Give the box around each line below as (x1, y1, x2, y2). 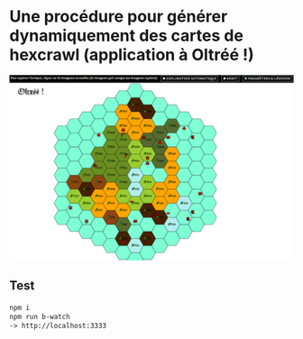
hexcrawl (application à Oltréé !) (9, 45, 254, 65)
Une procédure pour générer (9, 6, 228, 27)
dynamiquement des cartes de (9, 25, 243, 46)
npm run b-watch (9, 312, 70, 321)
